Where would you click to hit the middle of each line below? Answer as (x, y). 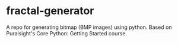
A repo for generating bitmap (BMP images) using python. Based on (89, 27)
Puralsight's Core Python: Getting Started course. (67, 33)
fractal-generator (50, 11)
